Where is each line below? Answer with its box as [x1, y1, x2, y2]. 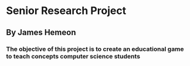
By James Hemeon [6, 27, 76, 37]
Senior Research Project [6, 4, 127, 18]
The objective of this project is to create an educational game [6, 45, 184, 53]
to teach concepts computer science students [6, 52, 141, 60]
